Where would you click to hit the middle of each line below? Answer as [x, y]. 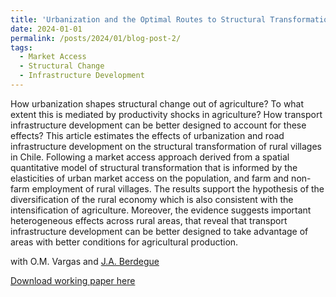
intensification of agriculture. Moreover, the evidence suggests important [161, 210]
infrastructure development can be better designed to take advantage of [159, 231]
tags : [21, 47]
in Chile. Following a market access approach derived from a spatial [150, 157]
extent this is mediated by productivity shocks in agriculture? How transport [166, 114]
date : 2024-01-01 [46, 29]
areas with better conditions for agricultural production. [124, 242]
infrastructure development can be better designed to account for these [158, 125]
